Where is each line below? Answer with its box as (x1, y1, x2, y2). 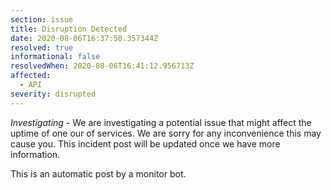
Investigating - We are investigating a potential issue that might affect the (10, 116, 312, 128)
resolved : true (10, 42, 74, 53)
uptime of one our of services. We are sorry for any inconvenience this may (10, 127, 322, 139)
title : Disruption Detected (10, 24, 128, 34)
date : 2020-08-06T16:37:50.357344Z (10, 33, 159, 43)
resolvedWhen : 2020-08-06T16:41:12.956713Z (10, 61, 195, 71)
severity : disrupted (10, 89, 97, 99)
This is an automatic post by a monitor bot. (10, 167, 187, 180)
